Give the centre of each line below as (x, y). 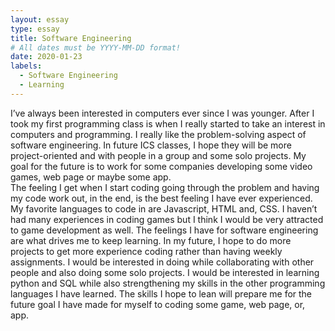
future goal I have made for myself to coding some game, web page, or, (158, 304)
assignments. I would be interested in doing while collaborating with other (162, 262)
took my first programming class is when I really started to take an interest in (168, 123)
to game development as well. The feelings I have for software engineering (164, 230)
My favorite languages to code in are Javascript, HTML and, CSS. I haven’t (164, 208)
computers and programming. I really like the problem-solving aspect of (158, 134)
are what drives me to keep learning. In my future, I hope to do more (151, 240)
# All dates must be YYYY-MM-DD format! (96, 47)
